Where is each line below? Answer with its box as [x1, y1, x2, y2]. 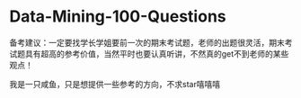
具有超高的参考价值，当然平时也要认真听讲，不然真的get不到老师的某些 [24, 48, 289, 59]
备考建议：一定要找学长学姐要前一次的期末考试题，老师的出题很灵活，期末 [9, 37, 285, 48]
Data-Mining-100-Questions [9, 6, 226, 27]
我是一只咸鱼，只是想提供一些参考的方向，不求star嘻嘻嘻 [9, 78, 221, 89]
